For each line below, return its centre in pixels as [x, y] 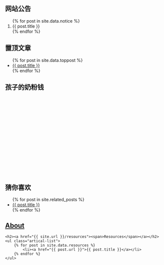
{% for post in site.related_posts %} [48, 200]
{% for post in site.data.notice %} [46, 21]
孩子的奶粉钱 [25, 87]
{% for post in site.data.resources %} [55, 245]
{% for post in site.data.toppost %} [47, 60]
